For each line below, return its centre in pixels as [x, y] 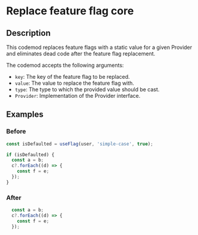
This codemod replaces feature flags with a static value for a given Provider [99, 47]
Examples [25, 115]
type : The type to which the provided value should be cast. [87, 89]
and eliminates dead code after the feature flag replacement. [81, 54]
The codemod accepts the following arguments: [65, 65]
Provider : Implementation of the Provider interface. [78, 96]
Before [16, 131]
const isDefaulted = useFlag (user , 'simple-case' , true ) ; [80, 144]
